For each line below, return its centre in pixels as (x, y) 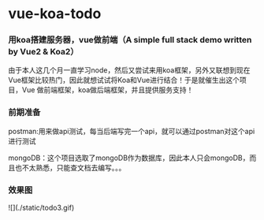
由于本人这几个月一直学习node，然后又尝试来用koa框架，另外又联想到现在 (129, 70)
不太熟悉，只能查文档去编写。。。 (74, 167)
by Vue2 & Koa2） (43, 52)
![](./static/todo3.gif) (41, 208)
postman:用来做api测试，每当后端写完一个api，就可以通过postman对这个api (132, 131)
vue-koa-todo (55, 14)
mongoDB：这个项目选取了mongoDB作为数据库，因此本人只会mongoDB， (129, 158)
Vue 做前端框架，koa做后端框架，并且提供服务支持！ (108, 90)
